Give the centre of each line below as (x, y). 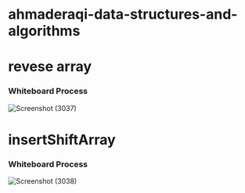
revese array (50, 67)
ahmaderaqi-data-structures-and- (123, 14)
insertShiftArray (62, 139)
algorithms (44, 31)
